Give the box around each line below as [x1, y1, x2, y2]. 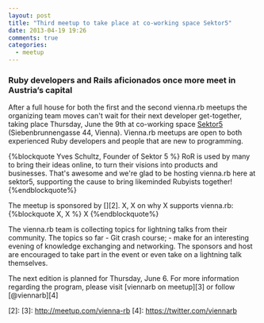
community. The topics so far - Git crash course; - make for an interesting [8, 233, 250, 243]
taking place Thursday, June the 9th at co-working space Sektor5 [8, 120, 224, 129]
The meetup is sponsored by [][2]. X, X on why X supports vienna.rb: [8, 201, 234, 210]
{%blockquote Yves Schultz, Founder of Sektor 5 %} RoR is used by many [8, 152, 251, 161]
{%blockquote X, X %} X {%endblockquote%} [8, 210, 159, 219]
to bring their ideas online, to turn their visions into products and [8, 160, 218, 170]
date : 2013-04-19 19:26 [8, 26, 87, 34]
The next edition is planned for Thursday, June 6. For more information [8, 274, 239, 283]
